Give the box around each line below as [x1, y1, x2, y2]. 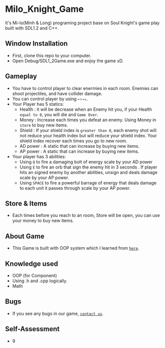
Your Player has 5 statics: [12, 101, 64, 107]
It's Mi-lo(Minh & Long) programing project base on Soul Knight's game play [5, 20, 160, 26]
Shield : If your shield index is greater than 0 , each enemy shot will [19, 127, 157, 133]
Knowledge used [5, 260, 58, 268]
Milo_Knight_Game [5, 3, 84, 15]
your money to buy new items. [12, 217, 74, 223]
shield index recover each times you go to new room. [19, 137, 128, 144]
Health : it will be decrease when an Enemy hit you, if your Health [19, 106, 152, 112]
